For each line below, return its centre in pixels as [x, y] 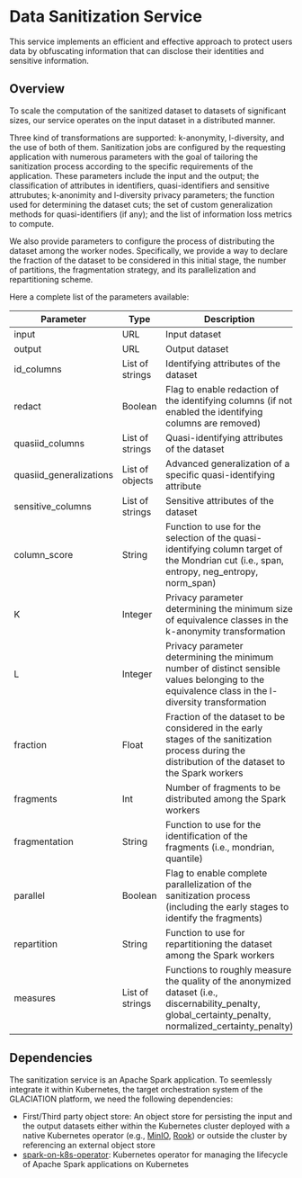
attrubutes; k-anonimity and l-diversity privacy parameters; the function [142, 194]
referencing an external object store [89, 1145]
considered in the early [214, 728]
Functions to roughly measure [229, 969]
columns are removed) [213, 423]
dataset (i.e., [192, 992]
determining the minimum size [230, 608]
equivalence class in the [217, 690]
